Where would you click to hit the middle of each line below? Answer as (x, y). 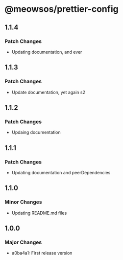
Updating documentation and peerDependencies (61, 172)
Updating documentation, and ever (47, 52)
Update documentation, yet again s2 (48, 92)
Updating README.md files (39, 213)
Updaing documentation (36, 132)
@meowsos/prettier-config (61, 9)
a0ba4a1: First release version (42, 253)
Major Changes (23, 242)
